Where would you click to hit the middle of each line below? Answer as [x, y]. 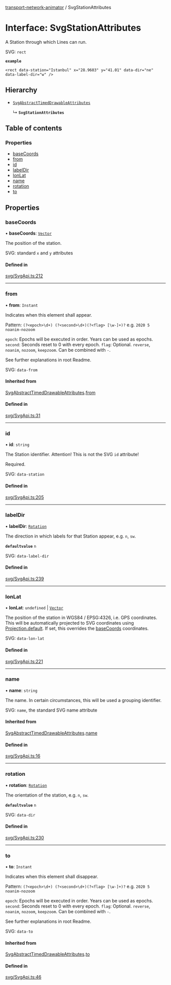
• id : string [17, 444]
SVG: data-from [22, 370]
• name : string [21, 690]
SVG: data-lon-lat [25, 638]
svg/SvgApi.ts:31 [23, 416]
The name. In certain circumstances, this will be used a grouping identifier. [83, 700]
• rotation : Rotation [26, 785]
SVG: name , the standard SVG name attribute [51, 710]
